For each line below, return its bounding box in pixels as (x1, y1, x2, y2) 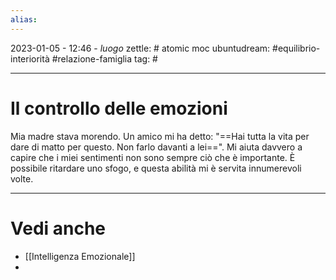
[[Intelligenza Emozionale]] (24, 250, 136, 262)
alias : (10, 14, 38, 25)
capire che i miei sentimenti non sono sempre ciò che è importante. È (10, 151, 296, 163)
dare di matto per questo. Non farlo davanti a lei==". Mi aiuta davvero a (10, 141, 303, 153)
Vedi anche (10, 217, 107, 240)
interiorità (10, 52, 50, 65)
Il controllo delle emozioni (10, 97, 228, 120)
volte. (10, 172, 34, 185)
